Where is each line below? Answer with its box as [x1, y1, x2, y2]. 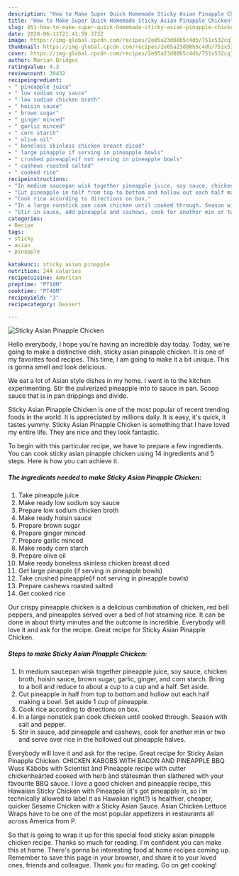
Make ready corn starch [18, 544, 89, 553]
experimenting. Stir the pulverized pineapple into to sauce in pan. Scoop [8, 384, 219, 393]
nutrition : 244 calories [8, 268, 82, 275]
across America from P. [8, 817, 77, 826]
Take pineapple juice [18, 491, 79, 499]
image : [8, 37, 28, 44]
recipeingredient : [8, 76, 62, 84]
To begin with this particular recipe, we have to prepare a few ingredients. [8, 442, 224, 450]
